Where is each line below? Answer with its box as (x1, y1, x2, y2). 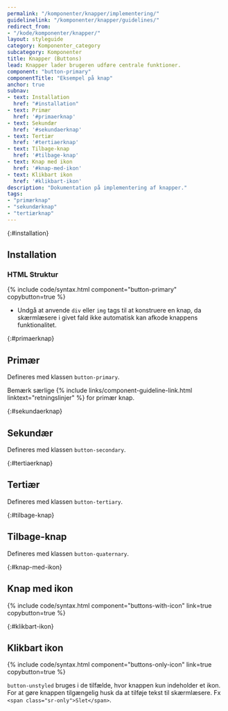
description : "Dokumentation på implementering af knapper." (7, 184, 188, 191)
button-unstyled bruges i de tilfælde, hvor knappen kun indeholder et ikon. (7, 681, 221, 690)
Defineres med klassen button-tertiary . (7, 497, 123, 506)
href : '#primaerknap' (13, 113, 76, 120)
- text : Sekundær (7, 119, 58, 127)
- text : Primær (7, 107, 51, 114)
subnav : (7, 87, 30, 94)
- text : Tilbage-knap (7, 146, 70, 152)
